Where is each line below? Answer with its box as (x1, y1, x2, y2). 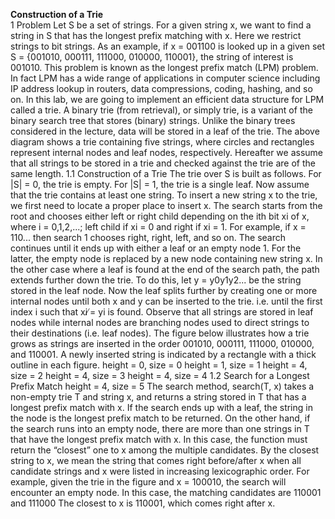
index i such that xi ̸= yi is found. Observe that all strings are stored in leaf (10, 306, 314, 318)
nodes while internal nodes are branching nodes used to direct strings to (10, 317, 310, 328)
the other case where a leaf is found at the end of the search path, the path (10, 264, 320, 275)
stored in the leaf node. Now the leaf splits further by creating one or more (10, 285, 318, 296)
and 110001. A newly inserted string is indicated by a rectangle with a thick (10, 349, 317, 360)
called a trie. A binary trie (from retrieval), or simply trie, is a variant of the (10, 104, 313, 116)
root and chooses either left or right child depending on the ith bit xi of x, (10, 210, 310, 222)
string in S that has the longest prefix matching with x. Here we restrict (10, 30, 302, 41)
